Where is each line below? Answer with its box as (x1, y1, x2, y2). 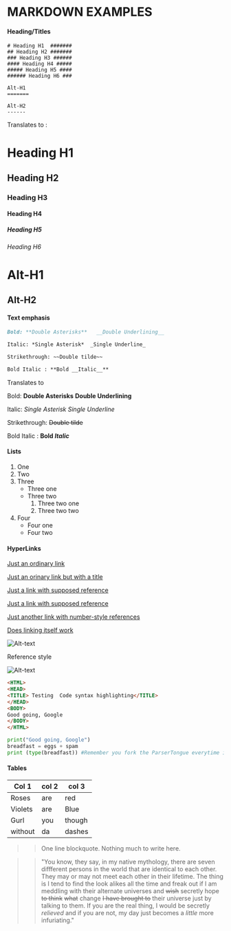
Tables (7, 764, 27, 772)
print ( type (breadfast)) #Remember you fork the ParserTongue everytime (7, 749, 220, 756)
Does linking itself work (7, 626, 74, 635)
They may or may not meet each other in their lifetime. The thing (41, 872, 223, 880)
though (65, 815, 88, 825)
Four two (27, 528, 53, 536)
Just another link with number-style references (7, 613, 140, 621)
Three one (27, 484, 57, 492)
